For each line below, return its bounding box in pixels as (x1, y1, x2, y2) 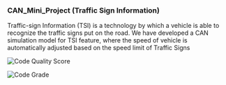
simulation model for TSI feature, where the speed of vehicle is (7, 36, 188, 45)
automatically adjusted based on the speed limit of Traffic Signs (7, 44, 190, 52)
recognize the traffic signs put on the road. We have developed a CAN (7, 29, 209, 37)
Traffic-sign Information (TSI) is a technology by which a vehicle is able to (7, 22, 220, 30)
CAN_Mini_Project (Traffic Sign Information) (7, 6, 160, 15)
